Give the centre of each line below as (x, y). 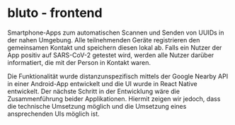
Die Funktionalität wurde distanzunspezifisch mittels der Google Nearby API (118, 76)
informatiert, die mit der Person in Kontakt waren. (79, 62)
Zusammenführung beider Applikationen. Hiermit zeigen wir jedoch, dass (114, 99)
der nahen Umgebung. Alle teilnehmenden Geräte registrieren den (104, 40)
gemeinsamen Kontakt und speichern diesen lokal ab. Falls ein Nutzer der (115, 47)
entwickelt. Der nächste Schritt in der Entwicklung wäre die (94, 91)
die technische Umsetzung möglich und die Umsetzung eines (97, 106)
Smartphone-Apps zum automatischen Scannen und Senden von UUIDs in (116, 32)
